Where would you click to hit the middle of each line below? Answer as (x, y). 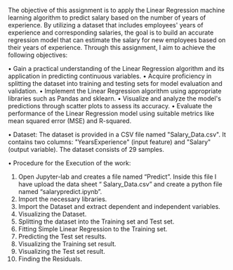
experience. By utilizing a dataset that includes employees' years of (106, 25)
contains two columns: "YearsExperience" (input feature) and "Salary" (109, 142)
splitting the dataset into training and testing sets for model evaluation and (115, 83)
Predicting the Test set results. (62, 236)
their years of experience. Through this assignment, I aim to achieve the (112, 47)
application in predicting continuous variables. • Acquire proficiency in (110, 76)
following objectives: (38, 55)
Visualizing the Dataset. (52, 214)
